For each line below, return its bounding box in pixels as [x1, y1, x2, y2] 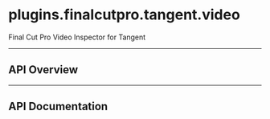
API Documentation [8, 100, 108, 113]
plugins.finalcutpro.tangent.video [8, 6, 241, 24]
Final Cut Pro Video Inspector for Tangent [8, 32, 146, 42]
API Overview [8, 63, 79, 77]
